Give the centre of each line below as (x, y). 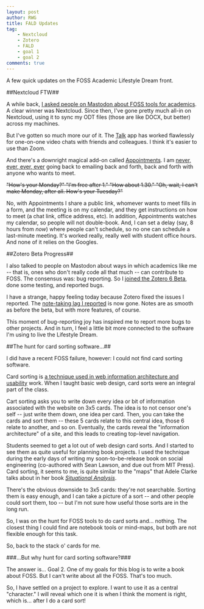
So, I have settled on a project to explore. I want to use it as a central (92, 587)
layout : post (23, 12)
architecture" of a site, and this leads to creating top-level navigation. (93, 433)
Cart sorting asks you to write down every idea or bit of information (91, 401)
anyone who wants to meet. (41, 173)
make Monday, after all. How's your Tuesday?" (65, 191)
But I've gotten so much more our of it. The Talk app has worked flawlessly (100, 135)
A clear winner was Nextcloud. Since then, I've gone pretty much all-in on (99, 110)
